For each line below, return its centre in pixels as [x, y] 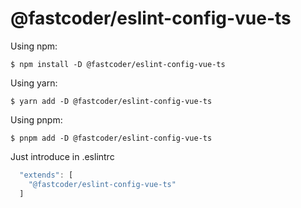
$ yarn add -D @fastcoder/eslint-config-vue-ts [111, 101]
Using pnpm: [36, 119]
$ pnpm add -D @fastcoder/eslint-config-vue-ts [111, 138]
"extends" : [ [46, 175]
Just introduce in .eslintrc [62, 156]
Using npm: [34, 46]
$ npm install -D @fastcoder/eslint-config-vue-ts [118, 64]
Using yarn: [34, 83]
